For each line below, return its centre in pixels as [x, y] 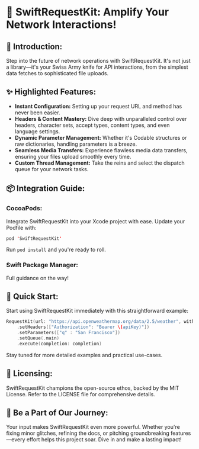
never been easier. [37, 113]
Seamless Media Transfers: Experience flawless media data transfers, [101, 150]
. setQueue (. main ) [38, 338]
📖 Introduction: [34, 46]
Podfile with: [21, 227]
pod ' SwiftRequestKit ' [34, 238]
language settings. [37, 131]
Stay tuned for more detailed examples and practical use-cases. [84, 355]
